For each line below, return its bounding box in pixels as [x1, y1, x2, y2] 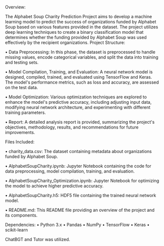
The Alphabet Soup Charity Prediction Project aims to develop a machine [5, 14, 152, 19]
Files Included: [5, 139, 35, 145]
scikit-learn [5, 227, 28, 233]
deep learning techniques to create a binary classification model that [5, 29, 144, 35]
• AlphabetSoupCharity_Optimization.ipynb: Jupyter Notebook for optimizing [5, 178, 160, 183]
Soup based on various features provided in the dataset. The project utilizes [5, 24, 158, 30]
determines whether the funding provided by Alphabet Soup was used [5, 34, 147, 40]
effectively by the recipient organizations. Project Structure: [5, 40, 126, 45]
